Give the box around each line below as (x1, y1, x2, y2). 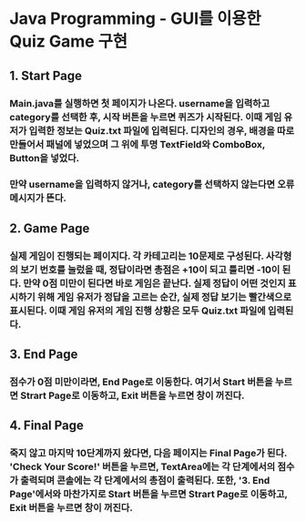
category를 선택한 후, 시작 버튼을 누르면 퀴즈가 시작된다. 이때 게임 (9, 110, 282, 123)
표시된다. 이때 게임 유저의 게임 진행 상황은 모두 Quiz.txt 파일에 (9, 304, 266, 317)
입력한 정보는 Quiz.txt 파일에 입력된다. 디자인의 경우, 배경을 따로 (28, 124, 294, 137)
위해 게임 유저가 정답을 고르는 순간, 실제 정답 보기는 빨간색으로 (37, 291, 292, 303)
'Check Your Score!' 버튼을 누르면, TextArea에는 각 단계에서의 (9, 461, 276, 474)
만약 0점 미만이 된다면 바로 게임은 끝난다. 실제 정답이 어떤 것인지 (22, 277, 286, 290)
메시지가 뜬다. (9, 192, 66, 205)
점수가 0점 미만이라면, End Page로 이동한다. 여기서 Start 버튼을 (9, 375, 273, 388)
